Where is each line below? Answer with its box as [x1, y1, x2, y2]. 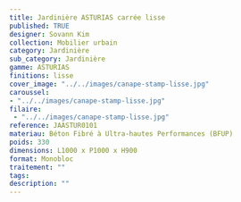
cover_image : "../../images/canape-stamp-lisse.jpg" [9, 80, 210, 88]
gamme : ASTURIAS [9, 63, 70, 72]
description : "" [9, 180, 70, 189]
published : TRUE [9, 21, 70, 30]
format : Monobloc [9, 154, 74, 164]
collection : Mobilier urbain [9, 38, 118, 47]
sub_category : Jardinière [9, 55, 105, 63]
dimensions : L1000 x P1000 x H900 [9, 146, 138, 155]
